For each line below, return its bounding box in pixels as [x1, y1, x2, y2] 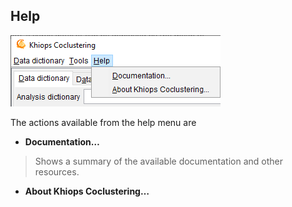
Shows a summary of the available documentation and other [34, 155, 283, 167]
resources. [34, 165, 80, 178]
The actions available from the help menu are [10, 116, 197, 128]
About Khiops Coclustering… [24, 185, 150, 197]
